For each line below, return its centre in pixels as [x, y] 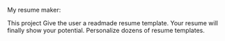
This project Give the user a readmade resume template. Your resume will [113, 23]
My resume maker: [34, 10]
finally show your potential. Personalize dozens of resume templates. [106, 30]
